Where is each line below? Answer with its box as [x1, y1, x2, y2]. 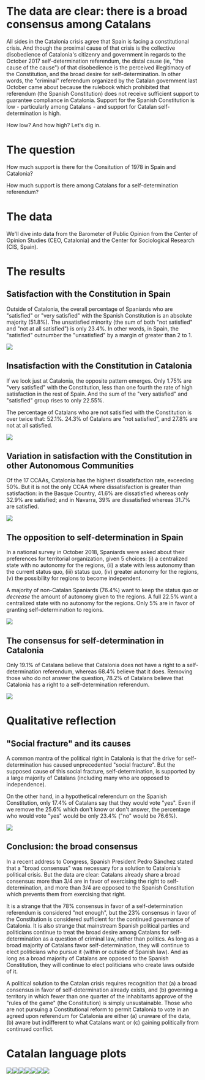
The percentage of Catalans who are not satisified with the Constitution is [6, 409, 192, 416]
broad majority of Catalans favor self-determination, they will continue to [6, 941, 190, 949]
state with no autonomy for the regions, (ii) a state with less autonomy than [6, 562, 195, 569]
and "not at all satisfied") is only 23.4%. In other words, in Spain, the [6, 324, 179, 332]
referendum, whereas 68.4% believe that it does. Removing [42, 668, 193, 675]
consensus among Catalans [6, 17, 151, 31]
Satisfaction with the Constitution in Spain [6, 289, 171, 299]
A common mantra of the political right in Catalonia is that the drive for [6, 754, 184, 762]
